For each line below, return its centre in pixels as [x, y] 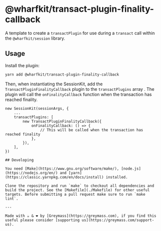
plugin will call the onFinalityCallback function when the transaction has [79, 94]
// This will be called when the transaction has [92, 130]
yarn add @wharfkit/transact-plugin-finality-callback [62, 75]
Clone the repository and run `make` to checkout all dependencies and [80, 186]
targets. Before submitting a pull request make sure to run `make [75, 194]
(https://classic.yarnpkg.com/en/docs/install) [55, 177]
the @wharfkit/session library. [35, 38]
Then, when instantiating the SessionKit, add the [54, 84]
